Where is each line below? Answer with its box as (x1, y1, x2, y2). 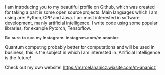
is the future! (5, 55, 31, 61)
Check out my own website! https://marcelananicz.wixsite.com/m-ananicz (5, 64, 156, 70)
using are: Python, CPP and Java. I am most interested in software (5, 15, 140, 20)
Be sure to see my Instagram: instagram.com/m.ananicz (5, 35, 119, 40)
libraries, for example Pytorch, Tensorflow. (5, 25, 91, 31)
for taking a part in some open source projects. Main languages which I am (5, 9, 158, 15)
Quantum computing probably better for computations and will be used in (5, 44, 155, 50)
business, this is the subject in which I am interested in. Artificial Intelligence (5, 49, 160, 55)
